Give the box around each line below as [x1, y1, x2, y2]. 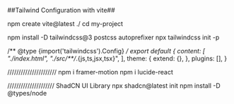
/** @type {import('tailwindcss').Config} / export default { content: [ [7, 47, 206, 55]
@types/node [7, 89, 47, 97]
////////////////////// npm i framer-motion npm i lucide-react [7, 68, 173, 76]
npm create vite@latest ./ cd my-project [7, 20, 124, 27]
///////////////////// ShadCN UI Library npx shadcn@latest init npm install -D [7, 82, 221, 90]
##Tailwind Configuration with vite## [7, 6, 115, 14]
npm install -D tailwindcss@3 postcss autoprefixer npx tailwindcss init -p [7, 33, 220, 41]
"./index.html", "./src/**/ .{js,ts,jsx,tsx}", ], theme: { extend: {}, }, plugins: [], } [7, 54, 228, 63]
